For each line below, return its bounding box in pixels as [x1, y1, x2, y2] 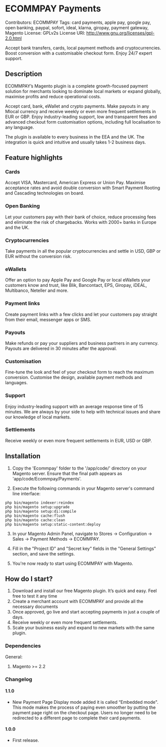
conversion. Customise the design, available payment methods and [5, 374, 142, 380]
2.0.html [5, 35, 22, 41]
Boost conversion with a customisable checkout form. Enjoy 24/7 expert [5, 50, 153, 56]
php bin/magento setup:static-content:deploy [5, 522, 101, 527]
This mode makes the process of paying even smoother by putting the [12, 704, 156, 710]
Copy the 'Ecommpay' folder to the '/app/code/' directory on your [12, 465, 147, 471]
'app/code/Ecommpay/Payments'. [12, 475, 82, 481]
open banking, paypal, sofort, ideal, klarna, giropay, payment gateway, [5, 24, 149, 30]
